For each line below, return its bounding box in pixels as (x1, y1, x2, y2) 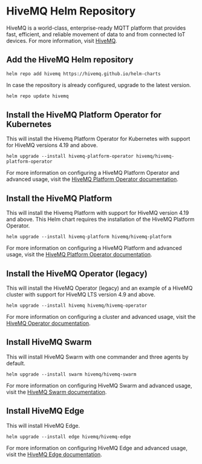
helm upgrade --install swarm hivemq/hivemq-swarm (6, 371, 137, 377)
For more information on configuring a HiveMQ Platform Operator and (6, 169, 180, 177)
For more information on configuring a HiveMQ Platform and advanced (6, 244, 183, 252)
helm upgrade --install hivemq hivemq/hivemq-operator (6, 302, 148, 309)
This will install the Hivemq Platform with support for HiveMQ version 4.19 (6, 209, 189, 217)
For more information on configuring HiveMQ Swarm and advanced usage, (6, 382, 192, 389)
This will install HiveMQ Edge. (6, 422, 80, 429)
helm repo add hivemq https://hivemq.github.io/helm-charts (6, 71, 161, 77)
